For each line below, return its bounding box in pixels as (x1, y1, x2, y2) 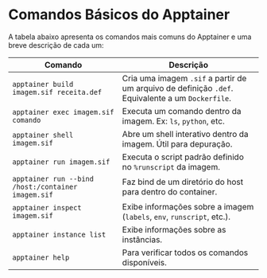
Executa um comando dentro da (122, 105, 242, 116)
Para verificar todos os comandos (122, 247, 249, 258)
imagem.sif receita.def (12, 88, 103, 96)
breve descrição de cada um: (8, 40, 105, 49)
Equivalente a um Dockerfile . (122, 92, 232, 104)
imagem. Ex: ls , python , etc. (122, 116, 225, 127)
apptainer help (12, 253, 70, 262)
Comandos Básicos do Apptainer (8, 6, 230, 24)
